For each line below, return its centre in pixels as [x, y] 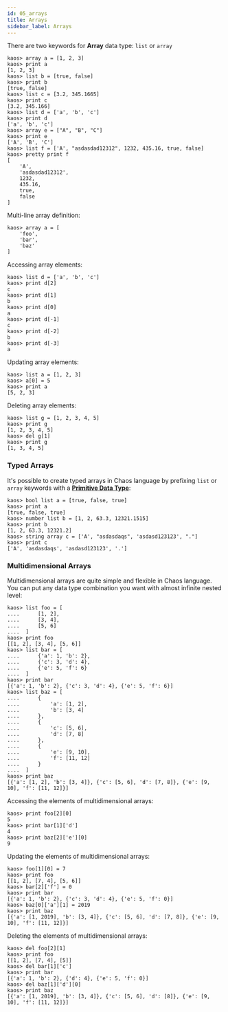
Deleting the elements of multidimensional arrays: [77, 936]
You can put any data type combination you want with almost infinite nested [114, 587]
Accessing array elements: [45, 265]
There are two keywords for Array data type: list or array [90, 46]
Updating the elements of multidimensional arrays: [78, 856]
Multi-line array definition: [44, 215]
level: [15, 595]
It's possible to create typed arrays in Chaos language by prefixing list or [112, 480]
